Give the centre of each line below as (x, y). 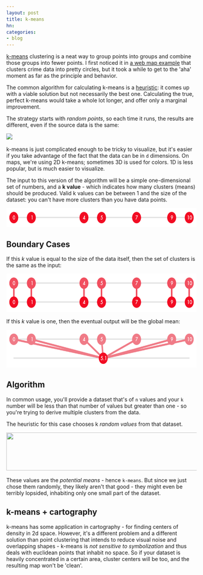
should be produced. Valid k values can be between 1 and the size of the (97, 193)
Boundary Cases (38, 244)
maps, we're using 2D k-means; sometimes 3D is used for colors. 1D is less (100, 162)
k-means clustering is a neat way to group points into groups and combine (99, 56)
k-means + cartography (52, 512)
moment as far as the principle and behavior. (62, 76)
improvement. (24, 107)
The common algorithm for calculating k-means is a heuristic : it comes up (98, 87)
